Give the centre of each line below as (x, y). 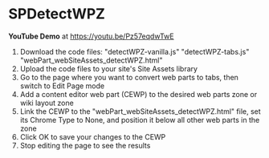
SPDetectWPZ (57, 14)
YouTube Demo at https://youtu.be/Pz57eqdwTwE (91, 36)
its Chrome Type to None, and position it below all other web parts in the (140, 120)
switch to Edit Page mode (62, 86)
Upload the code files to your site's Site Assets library (109, 68)
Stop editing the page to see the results (85, 145)
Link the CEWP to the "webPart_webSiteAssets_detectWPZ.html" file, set (140, 111)
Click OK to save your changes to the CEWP (93, 136)
